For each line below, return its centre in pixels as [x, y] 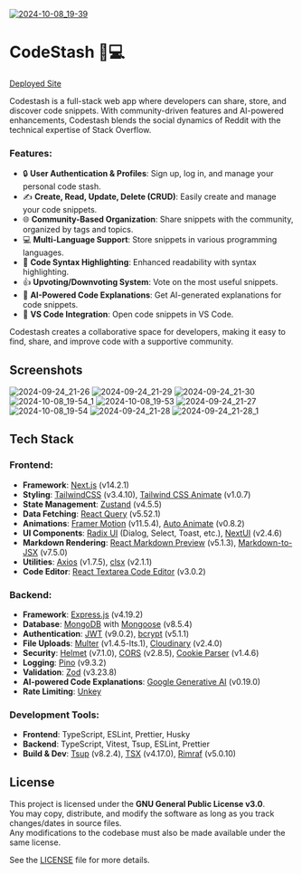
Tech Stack [42, 439]
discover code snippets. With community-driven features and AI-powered [147, 110]
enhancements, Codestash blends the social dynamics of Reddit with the [145, 120]
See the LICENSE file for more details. [80, 860]
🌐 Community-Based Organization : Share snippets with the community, [158, 219]
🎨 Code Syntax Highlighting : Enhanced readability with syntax [139, 262]
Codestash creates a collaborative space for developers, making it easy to [148, 332]
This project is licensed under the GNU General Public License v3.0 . [137, 804]
